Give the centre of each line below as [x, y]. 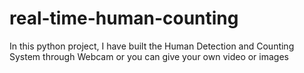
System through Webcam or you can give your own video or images [149, 56]
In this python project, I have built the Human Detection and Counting [152, 46]
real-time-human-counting [124, 18]
